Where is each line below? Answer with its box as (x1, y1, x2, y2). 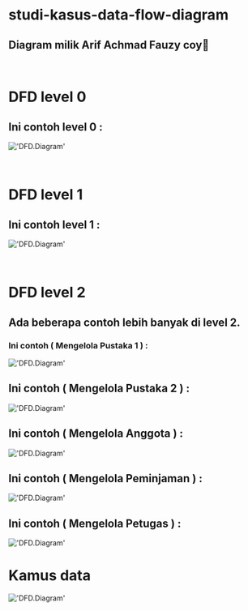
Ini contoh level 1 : (8, 217, 100, 232)
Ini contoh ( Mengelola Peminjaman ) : (8, 472, 203, 485)
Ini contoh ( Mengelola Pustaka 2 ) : (8, 382, 190, 395)
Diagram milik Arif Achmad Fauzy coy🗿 (8, 38, 210, 52)
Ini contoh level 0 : (8, 120, 103, 134)
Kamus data (8, 566, 92, 585)
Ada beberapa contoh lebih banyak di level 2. (8, 315, 241, 329)
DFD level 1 (8, 186, 83, 204)
